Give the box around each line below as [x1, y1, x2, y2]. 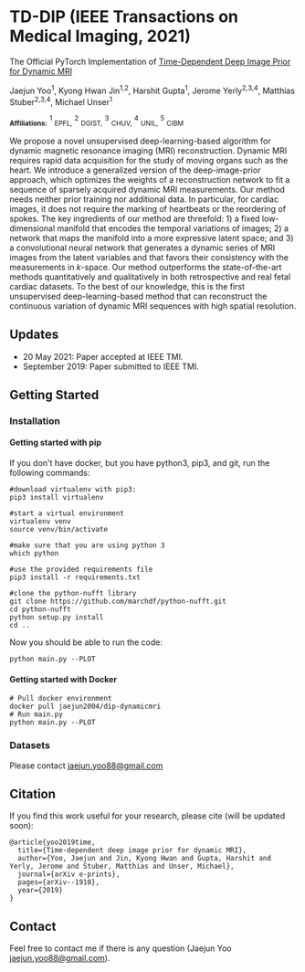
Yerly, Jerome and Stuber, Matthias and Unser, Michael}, [9, 861, 235, 872]
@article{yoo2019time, [9, 838, 96, 847]
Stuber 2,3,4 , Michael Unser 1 [9, 94, 112, 107]
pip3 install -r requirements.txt [9, 573, 142, 582]
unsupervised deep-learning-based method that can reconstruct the [9, 291, 268, 301]
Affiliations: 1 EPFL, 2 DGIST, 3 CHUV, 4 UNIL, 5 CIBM [9, 114, 184, 129]
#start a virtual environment [9, 509, 125, 518]
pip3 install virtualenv [9, 493, 104, 502]
